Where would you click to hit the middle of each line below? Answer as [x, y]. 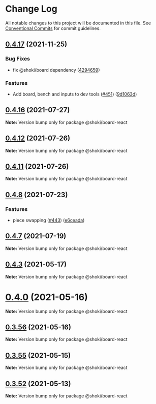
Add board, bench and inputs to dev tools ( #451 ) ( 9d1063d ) [75, 94]
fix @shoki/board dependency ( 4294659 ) [56, 70]
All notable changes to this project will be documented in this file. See [78, 23]
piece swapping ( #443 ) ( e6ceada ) [49, 220]
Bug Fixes [18, 59]
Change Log [31, 9]
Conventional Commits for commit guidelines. [53, 28]
